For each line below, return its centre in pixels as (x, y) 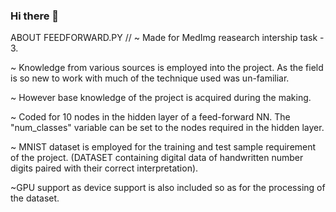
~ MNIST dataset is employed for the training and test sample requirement (163, 147)
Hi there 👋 (35, 16)
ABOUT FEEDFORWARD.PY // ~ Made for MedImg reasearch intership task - (167, 38)
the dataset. (35, 198)
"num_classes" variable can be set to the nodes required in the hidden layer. (167, 128)
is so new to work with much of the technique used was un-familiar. (150, 78)
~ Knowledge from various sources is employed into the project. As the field (167, 68)
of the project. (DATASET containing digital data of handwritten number (157, 158)
